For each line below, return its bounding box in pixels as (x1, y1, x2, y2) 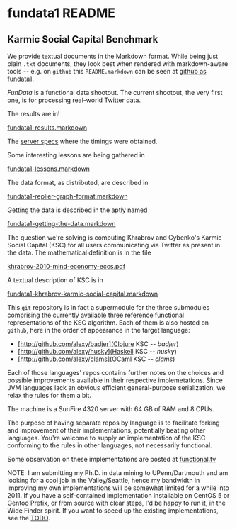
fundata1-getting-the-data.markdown (7, 220, 116, 228)
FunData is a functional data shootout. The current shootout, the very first (7, 89, 223, 96)
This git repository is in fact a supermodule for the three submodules (7, 304, 210, 311)
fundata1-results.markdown (7, 123, 88, 132)
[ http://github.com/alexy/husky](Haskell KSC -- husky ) (17, 347, 177, 355)
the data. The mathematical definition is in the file (7, 248, 151, 257)
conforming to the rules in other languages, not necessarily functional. (7, 441, 212, 450)
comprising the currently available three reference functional (7, 311, 185, 319)
